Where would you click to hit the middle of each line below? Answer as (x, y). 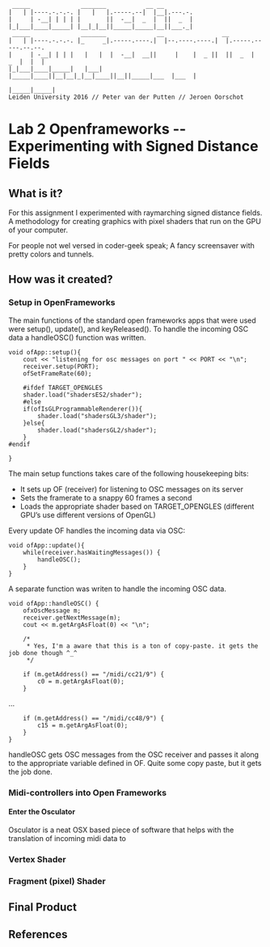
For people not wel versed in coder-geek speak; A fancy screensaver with (131, 245)
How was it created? (61, 279)
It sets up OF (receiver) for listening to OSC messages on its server (132, 489)
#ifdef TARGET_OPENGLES (63, 387)
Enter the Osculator (42, 812)
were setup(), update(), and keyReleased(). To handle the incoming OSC (129, 328)
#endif (19, 444)
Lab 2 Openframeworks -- (97, 129)
